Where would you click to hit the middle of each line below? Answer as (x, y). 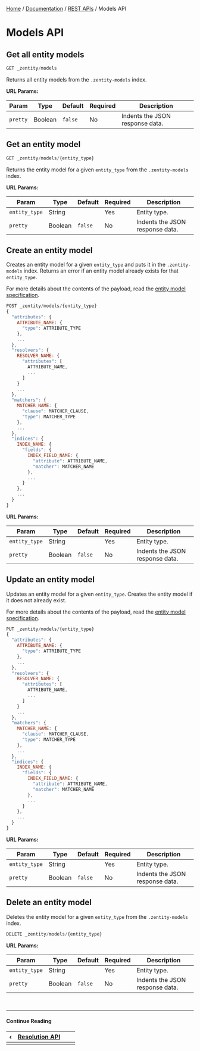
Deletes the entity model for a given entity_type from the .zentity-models (97, 917)
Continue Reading (29, 1021)
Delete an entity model (49, 903)
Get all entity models (45, 54)
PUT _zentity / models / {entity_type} (50, 629)
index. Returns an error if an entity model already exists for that (101, 271)
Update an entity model (51, 580)
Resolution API (39, 1037)
